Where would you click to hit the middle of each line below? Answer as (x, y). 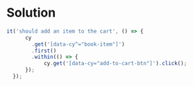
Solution (31, 13)
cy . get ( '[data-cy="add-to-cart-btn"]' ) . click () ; (115, 64)
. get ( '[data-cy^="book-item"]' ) (78, 44)
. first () (44, 51)
